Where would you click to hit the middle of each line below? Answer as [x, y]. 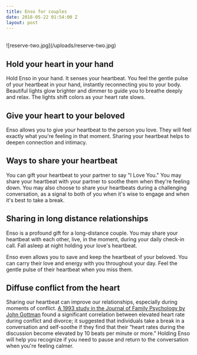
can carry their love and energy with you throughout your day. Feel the [92, 263]
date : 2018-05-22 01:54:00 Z [42, 17]
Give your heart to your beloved [65, 116]
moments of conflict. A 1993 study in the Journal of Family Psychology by [96, 308]
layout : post [22, 22]
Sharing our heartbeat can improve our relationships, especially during [92, 302]
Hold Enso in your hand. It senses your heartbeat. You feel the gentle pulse [97, 78]
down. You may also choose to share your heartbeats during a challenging [96, 188]
